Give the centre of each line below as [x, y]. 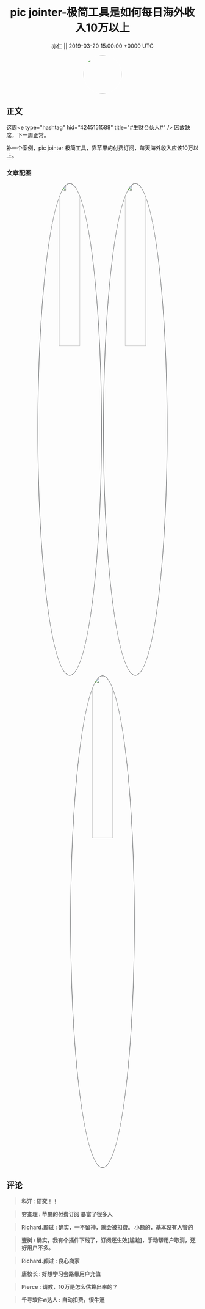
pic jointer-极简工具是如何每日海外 [97, 13]
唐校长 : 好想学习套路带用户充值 [61, 1274]
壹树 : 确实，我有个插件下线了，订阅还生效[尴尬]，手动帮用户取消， [106, 1240]
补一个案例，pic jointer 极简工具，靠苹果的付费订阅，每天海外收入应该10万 [100, 148]
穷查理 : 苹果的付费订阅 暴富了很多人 [67, 1214]
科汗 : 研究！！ [40, 1201]
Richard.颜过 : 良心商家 [51, 1261]
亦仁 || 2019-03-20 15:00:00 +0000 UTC [103, 46]
